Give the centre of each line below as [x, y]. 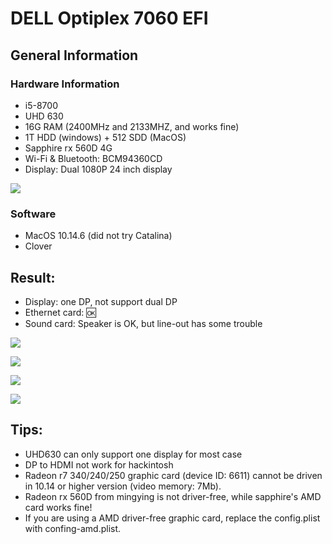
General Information [74, 55]
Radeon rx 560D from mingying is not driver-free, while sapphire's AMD [173, 496]
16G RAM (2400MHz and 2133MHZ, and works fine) [132, 126]
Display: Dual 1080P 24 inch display [98, 169]
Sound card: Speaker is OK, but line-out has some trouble [143, 323]
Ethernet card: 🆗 [60, 312]
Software [33, 214]
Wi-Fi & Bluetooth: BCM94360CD [93, 158]
